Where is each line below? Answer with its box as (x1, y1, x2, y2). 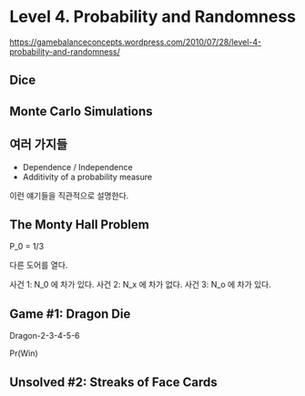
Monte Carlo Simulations (9, 103, 153, 119)
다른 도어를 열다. (9, 259, 68, 270)
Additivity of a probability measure (22, 171, 153, 182)
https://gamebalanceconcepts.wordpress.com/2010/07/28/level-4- (9, 36, 262, 47)
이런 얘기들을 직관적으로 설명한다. (9, 189, 129, 201)
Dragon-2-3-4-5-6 (9, 330, 80, 341)
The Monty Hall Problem (9, 217, 150, 232)
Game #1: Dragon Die (9, 306, 131, 321)
